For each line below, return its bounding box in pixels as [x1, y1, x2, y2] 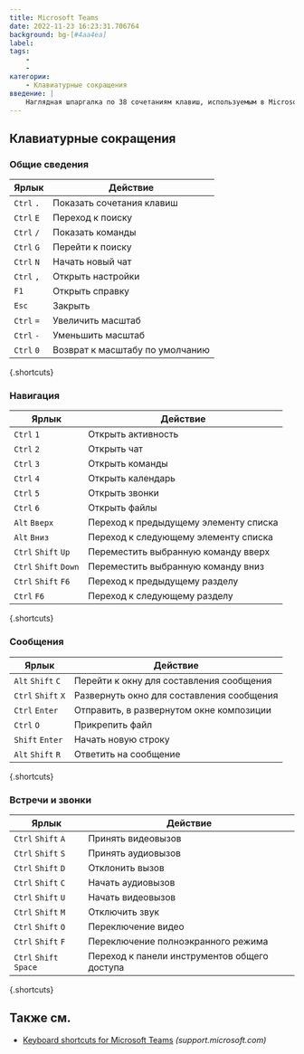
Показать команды [52, 226, 137, 239]
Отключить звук [88, 906, 160, 918]
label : [9, 38, 34, 48]
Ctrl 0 [14, 346, 41, 356]
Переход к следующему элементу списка [88, 531, 274, 544]
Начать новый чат [52, 255, 132, 268]
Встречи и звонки [9, 793, 92, 806]
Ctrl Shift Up [14, 547, 71, 557]
